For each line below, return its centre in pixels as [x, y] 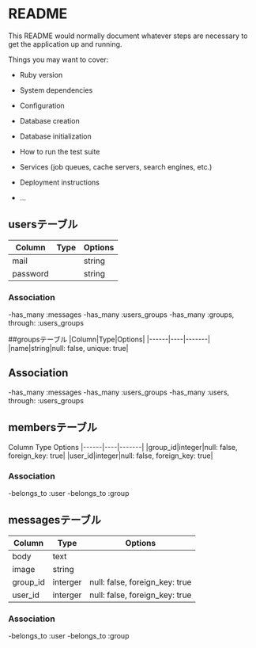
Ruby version [41, 74]
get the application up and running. [65, 44]
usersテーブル [43, 225]
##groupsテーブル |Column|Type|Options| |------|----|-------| [109, 339]
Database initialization [56, 136]
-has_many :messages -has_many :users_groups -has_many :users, [119, 392]
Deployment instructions [60, 182]
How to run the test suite [60, 151]
